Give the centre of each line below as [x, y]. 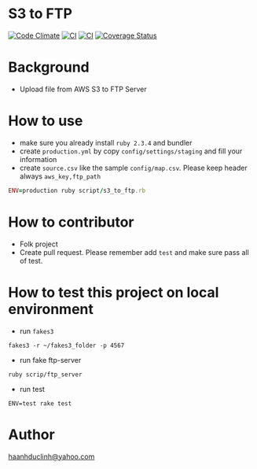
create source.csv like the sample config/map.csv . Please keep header [133, 168]
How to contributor [72, 222]
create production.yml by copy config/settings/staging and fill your [131, 151]
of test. [31, 260]
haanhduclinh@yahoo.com [51, 456]
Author [31, 434]
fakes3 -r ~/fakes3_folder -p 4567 [66, 345]
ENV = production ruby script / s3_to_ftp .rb [77, 190]
